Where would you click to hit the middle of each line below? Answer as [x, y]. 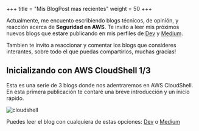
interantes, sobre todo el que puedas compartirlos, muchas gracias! [91, 52]
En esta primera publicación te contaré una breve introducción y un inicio [98, 92]
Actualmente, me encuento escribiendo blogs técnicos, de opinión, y [93, 20]
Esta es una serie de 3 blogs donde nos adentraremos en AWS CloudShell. [100, 85]
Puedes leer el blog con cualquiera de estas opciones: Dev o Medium [93, 121]
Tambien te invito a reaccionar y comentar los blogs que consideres [91, 45]
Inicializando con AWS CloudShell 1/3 [79, 71]
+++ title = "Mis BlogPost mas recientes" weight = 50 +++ [79, 9]
